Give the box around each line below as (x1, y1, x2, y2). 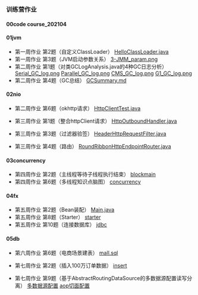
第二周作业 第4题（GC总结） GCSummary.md (14, 76, 127, 84)
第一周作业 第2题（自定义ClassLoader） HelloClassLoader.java (14, 48, 169, 55)
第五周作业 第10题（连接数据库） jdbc (14, 221, 107, 228)
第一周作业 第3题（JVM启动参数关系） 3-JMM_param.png (14, 55, 158, 63)
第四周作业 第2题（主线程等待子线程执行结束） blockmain (14, 171, 156, 178)
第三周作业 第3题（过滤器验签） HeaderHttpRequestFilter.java (14, 130, 166, 137)
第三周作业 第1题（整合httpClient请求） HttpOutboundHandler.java (14, 117, 177, 125)
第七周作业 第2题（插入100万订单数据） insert (14, 262, 127, 269)
